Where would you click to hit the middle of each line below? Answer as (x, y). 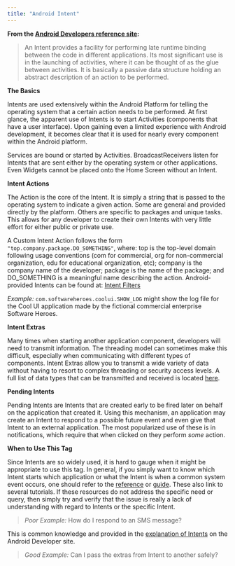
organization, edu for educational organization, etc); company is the (105, 263)
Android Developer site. (41, 541)
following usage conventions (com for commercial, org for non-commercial (115, 255)
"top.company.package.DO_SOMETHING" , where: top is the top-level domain (112, 248)
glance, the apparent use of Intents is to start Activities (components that (113, 119)
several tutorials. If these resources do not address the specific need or (110, 492)
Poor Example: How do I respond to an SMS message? (103, 520)
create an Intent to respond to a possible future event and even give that (111, 420)
